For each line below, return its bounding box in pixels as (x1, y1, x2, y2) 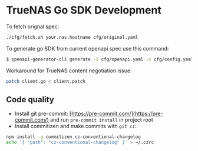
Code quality (6, 95, 54, 105)
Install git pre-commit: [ (14, 110, 72, 118)
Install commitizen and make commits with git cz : (14, 123, 137, 130)
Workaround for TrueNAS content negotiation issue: (6, 67, 132, 74)
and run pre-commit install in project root (49, 116, 153, 123)
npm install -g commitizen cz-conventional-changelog (6, 134, 141, 140)
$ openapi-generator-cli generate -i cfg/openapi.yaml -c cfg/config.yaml (6, 56, 194, 62)
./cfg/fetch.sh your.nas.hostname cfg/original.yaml (6, 34, 138, 40)
